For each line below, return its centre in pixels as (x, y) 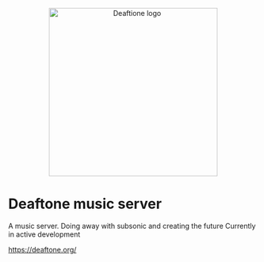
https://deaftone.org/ (42, 249)
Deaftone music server (85, 204)
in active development (44, 234)
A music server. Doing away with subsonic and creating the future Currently (132, 226)
